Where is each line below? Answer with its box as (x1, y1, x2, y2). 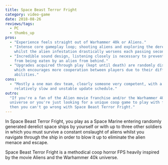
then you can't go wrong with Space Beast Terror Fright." (9, 105, 135, 110)
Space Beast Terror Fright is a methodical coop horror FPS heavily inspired (5, 149, 159, 155)
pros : (5, 35, 16, 40)
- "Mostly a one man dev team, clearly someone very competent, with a (9, 81, 162, 86)
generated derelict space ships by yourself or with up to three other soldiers (5, 124, 162, 130)
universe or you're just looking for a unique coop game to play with (9, 100, 160, 105)
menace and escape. (5, 140, 48, 145)
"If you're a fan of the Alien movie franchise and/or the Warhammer (9, 95, 157, 100)
